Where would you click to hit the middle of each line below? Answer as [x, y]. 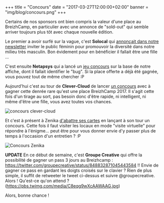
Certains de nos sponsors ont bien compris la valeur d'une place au [73, 22]
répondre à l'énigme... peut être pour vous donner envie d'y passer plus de [81, 131]
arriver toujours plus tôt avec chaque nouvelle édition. [59, 32]
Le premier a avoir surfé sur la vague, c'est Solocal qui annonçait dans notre [82, 41]
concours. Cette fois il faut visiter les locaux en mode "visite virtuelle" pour [80, 126]
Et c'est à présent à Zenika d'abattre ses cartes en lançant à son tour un [77, 120]
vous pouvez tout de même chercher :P [45, 77]
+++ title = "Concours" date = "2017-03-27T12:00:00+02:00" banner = [77, 7]
